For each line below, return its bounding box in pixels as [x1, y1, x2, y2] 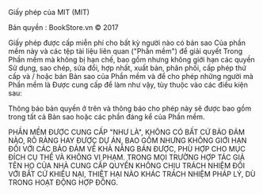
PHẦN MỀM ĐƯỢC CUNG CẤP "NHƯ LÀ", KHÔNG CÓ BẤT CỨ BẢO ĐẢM [8, 127, 246, 137]
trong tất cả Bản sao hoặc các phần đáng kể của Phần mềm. [8, 112, 205, 122]
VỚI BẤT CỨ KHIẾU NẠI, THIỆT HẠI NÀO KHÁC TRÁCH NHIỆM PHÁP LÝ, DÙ [8, 170, 256, 178]
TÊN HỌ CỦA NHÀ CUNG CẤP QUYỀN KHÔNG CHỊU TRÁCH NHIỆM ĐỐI [8, 161, 246, 170]
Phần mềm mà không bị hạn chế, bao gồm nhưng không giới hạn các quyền [8, 55, 255, 64]
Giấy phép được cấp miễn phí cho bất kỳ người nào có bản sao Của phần [8, 38, 246, 47]
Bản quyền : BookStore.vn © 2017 [8, 23, 119, 32]
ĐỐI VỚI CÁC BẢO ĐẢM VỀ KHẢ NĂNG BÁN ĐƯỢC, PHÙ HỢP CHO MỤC [8, 144, 246, 153]
